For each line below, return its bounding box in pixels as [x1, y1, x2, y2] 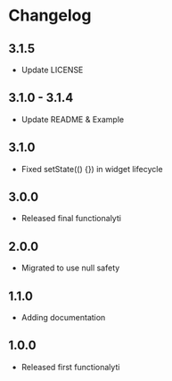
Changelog [8, 5, 92, 26]
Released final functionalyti [20, 213, 122, 224]
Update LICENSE [20, 64, 84, 75]
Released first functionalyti [20, 361, 120, 372]
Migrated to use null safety [20, 262, 120, 273]
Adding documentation [20, 312, 106, 323]
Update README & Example [20, 113, 125, 125]
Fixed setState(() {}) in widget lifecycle [20, 163, 163, 174]
